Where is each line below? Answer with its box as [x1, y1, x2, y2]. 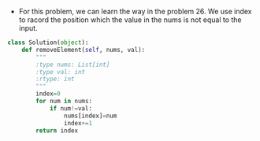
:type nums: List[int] [35, 61, 110, 69]
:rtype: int [35, 75, 76, 83]
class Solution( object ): [7, 39, 89, 46]
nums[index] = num [63, 112, 117, 120]
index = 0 [35, 90, 61, 98]
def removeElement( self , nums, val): [21, 46, 146, 54]
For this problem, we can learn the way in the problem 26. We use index [18, 7, 252, 16]
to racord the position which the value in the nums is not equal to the [18, 15, 242, 24]
